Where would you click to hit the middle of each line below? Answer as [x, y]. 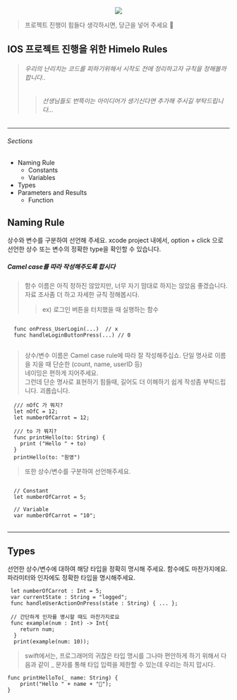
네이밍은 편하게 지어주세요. [61, 373]
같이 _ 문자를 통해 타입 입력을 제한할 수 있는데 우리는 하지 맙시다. [126, 664]
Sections [20, 140]
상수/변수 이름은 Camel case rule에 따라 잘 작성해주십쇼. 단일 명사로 [119, 356]
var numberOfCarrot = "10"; [55, 516]
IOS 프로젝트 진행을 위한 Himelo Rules [87, 49]
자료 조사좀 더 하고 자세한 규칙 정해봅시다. [82, 295]
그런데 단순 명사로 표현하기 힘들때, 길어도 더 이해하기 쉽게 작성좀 [113, 382]
